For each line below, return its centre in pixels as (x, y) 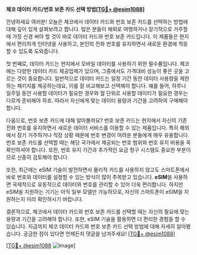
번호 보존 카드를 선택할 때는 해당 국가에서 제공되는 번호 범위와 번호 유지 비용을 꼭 (98, 143)
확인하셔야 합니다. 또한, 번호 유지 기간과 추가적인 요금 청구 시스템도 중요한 (91, 150)
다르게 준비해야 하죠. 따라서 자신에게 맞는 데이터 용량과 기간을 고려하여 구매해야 (97, 100)
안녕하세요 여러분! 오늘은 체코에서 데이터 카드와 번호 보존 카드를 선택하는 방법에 (97, 22)
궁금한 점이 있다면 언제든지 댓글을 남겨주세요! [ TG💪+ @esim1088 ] (99, 234)
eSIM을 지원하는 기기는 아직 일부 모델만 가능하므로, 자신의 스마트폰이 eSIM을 (95, 192)
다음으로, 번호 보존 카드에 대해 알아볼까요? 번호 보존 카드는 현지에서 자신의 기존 (97, 120)
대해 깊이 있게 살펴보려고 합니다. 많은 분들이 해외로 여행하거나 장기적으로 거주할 (97, 29)
